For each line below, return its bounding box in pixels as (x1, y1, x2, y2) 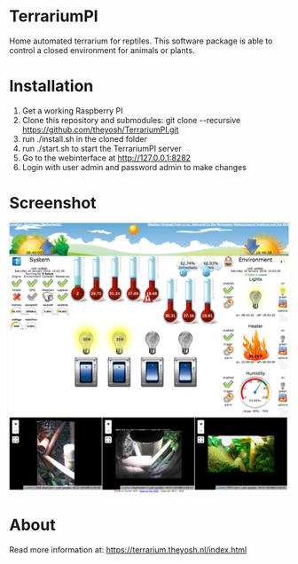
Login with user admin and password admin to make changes (21, 161, 247, 172)
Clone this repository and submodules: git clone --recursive (21, 114, 241, 125)
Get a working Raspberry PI (21, 105, 123, 116)
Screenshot (9, 193, 97, 214)
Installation (9, 76, 94, 97)
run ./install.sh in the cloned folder (21, 133, 148, 144)
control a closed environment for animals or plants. (9, 44, 195, 55)
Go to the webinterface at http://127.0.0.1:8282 (21, 153, 192, 163)
